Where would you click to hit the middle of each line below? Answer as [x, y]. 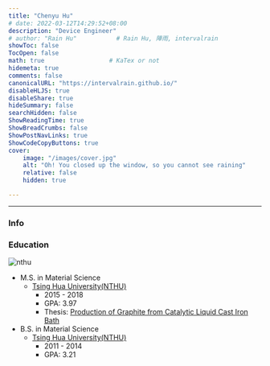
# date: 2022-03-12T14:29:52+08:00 [68, 23]
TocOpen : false [34, 53]
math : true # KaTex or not [84, 61]
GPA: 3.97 [60, 303]
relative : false [50, 173]
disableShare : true [41, 98]
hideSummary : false [41, 105]
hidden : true [45, 181]
